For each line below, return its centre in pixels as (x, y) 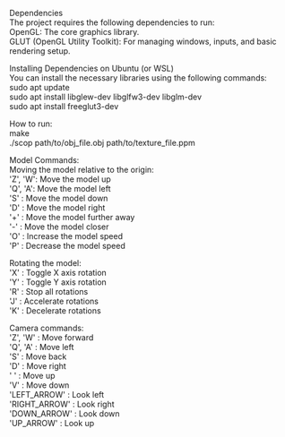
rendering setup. (40, 51)
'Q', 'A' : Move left (42, 347)
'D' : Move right (38, 366)
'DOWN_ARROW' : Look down (65, 414)
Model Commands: (44, 160)
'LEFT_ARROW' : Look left (57, 394)
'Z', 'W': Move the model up (60, 179)
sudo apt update (39, 87)
